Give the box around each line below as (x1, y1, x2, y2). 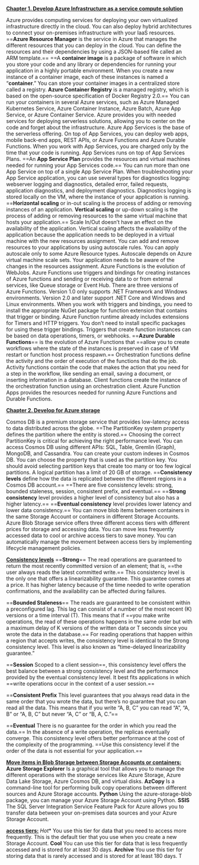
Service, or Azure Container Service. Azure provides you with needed (6, 111, 176, 118)
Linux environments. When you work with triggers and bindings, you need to (6, 301, 192, 308)
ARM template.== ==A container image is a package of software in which (6, 55, 187, 61)
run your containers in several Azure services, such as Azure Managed (6, 99, 179, 106)
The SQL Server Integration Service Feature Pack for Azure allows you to (6, 803, 184, 810)
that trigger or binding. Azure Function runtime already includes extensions (6, 313, 190, 320)
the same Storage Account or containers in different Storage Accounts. (6, 513, 179, 520)
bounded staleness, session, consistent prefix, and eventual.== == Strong (6, 488, 187, 495)
